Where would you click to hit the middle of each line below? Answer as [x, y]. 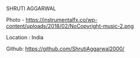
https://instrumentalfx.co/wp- [61, 20]
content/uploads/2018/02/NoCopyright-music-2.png [70, 26]
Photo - [15, 20]
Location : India [25, 37]
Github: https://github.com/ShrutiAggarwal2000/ [66, 49]
